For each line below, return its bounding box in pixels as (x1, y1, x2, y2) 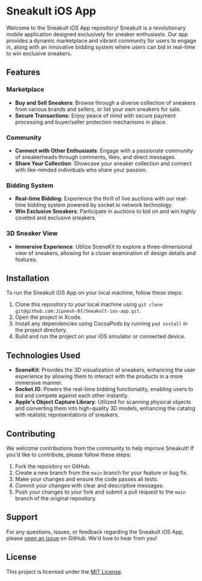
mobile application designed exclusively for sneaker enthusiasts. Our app (6, 30, 188, 37)
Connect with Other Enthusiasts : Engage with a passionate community (14, 146, 194, 154)
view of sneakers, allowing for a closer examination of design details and (14, 249, 196, 257)
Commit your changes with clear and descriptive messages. (14, 482, 165, 489)
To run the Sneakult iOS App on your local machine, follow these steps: (6, 289, 183, 297)
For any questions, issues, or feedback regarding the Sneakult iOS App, (6, 528, 184, 535)
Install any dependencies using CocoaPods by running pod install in (14, 320, 188, 327)
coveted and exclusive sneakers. (14, 214, 96, 221)
